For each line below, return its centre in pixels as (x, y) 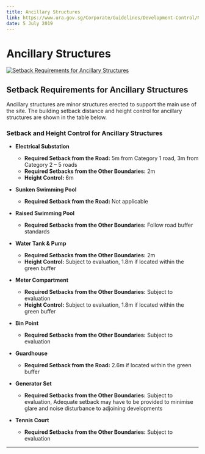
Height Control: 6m (49, 178)
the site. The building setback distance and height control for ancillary (94, 111)
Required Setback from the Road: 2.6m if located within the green (108, 365)
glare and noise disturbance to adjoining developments (93, 408)
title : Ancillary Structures (43, 12)
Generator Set (33, 384)
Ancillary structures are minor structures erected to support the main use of (102, 104)
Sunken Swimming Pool (46, 189)
